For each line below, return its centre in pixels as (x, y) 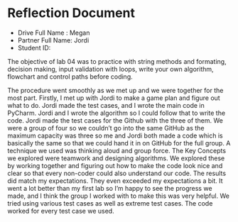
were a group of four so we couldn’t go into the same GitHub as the (106, 128)
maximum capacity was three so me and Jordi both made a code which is (115, 135)
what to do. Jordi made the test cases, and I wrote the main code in (106, 105)
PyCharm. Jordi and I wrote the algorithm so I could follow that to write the (117, 113)
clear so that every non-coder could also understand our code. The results (117, 173)
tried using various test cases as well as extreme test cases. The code (110, 203)
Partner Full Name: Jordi (53, 40)
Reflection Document (71, 13)
